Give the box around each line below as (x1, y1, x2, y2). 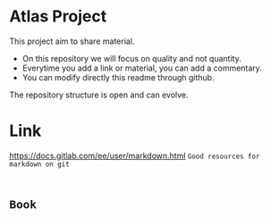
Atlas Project (9, 6, 107, 27)
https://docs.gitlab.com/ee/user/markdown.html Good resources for (9, 150, 260, 161)
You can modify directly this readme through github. (21, 71, 215, 82)
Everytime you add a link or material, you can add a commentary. (21, 63, 262, 73)
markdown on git (9, 159, 70, 169)
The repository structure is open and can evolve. (9, 89, 190, 100)
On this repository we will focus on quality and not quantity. (21, 53, 241, 63)
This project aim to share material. (9, 36, 135, 46)
